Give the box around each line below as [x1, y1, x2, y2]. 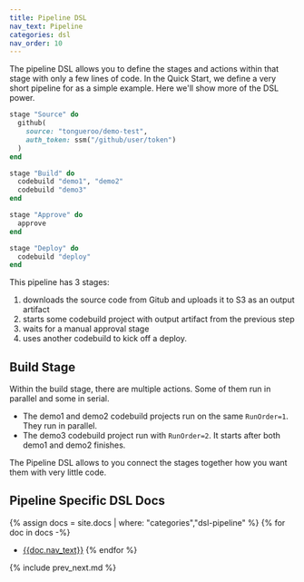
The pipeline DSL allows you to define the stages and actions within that [9, 64, 279, 74]
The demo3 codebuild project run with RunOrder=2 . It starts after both [22, 430, 281, 441]
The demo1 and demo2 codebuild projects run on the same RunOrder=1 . [22, 410, 289, 422]
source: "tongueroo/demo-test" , [25, 127, 148, 136]
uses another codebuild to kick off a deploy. [22, 333, 188, 344]
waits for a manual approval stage [22, 323, 150, 334]
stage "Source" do [9, 110, 79, 119]
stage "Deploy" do [9, 243, 79, 252]
